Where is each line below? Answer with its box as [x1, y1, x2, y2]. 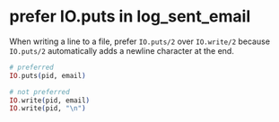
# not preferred [9, 87, 70, 96]
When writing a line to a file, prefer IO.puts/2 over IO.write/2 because [9, 36, 271, 47]
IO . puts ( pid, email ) [9, 71, 87, 80]
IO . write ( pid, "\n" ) [9, 104, 87, 113]
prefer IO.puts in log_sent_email [9, 6, 251, 27]
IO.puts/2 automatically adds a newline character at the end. [9, 45, 235, 56]
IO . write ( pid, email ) [9, 96, 91, 105]
